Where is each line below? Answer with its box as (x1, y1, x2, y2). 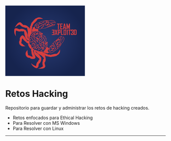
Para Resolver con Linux (12, 125, 64, 132)
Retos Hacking (5, 88, 68, 99)
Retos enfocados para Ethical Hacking (12, 115, 93, 121)
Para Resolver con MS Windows (12, 120, 80, 126)
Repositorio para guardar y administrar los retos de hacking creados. (5, 105, 150, 111)
